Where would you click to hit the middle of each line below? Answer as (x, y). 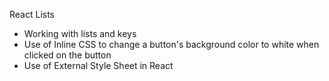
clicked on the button (67, 55)
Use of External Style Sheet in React (98, 65)
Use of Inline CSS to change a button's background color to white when (171, 44)
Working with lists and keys (80, 33)
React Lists (32, 14)
